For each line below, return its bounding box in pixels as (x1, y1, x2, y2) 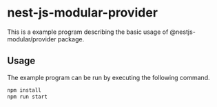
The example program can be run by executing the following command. (7, 73, 210, 81)
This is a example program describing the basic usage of (7, 28, 169, 36)
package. (57, 35, 85, 43)
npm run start (7, 93, 48, 100)
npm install (7, 86, 41, 94)
